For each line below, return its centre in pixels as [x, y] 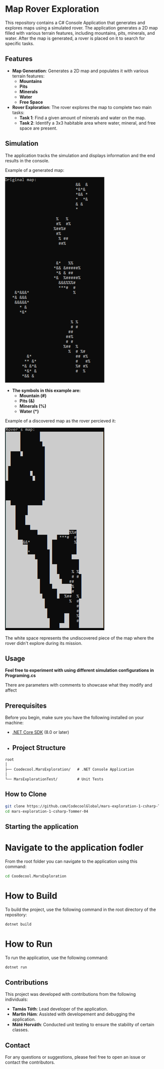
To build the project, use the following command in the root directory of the [81, 909]
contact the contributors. [30, 1062]
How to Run [29, 944]
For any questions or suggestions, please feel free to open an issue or [75, 1057]
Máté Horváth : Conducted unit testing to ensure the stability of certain [83, 1025]
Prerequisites [26, 706]
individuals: [17, 999]
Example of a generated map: [35, 170]
